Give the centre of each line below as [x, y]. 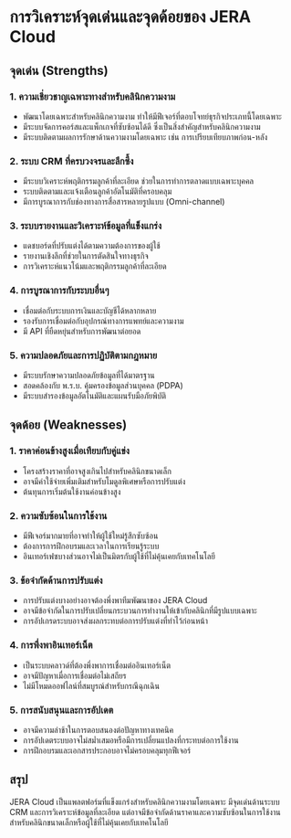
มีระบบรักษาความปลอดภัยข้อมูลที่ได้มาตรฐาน [88, 376]
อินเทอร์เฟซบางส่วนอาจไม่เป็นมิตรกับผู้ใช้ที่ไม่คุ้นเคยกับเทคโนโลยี [119, 557]
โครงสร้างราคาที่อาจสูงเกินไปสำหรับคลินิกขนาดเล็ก [97, 471]
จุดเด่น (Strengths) [59, 70]
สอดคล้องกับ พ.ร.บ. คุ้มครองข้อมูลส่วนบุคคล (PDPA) [103, 386]
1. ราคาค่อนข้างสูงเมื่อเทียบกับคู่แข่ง [70, 451]
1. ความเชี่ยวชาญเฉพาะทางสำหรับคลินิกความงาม [93, 96]
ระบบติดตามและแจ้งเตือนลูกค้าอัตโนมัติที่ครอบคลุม [97, 191]
